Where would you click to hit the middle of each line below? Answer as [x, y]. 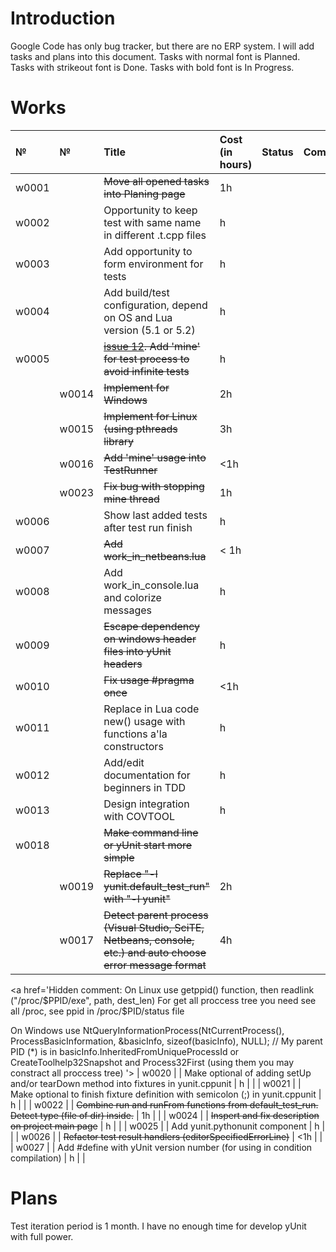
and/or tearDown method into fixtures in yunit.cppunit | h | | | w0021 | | [156, 1083]
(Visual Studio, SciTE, [154, 927]
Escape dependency [152, 626]
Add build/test [136, 292]
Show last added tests [155, 515]
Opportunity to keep [150, 210]
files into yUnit [137, 651]
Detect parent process [156, 915]
